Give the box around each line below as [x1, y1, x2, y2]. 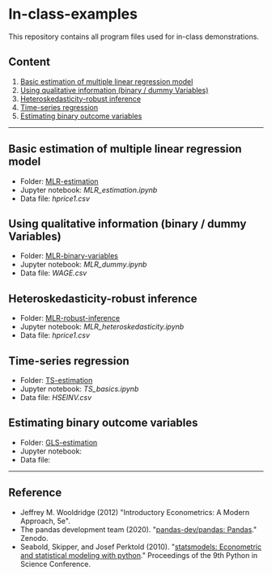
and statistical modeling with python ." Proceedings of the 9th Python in [19, 550, 257, 560]
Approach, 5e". [19, 516, 70, 526]
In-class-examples [8, 5, 138, 23]
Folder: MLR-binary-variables [19, 251, 119, 261]
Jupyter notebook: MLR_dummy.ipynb [19, 260, 147, 270]
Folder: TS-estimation [19, 376, 93, 385]
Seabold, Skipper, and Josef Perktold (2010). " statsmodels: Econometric [19, 542, 261, 552]
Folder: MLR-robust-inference [19, 313, 120, 323]
